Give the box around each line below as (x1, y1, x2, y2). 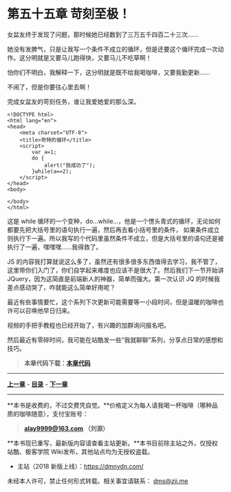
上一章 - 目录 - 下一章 (7, 380, 68, 388)
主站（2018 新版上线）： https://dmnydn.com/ (16, 462, 144, 470)
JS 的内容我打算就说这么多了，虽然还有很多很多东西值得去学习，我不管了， (7, 257, 221, 266)
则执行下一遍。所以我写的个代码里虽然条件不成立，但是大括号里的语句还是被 (7, 234, 224, 242)
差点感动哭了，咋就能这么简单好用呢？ (7, 283, 115, 291)
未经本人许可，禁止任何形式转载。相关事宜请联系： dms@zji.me (7, 476, 188, 485)
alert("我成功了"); (43, 162, 96, 169)
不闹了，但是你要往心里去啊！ (7, 83, 91, 91)
